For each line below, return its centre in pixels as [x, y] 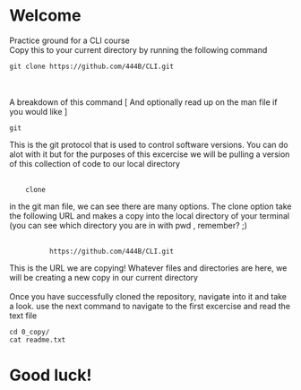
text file [23, 316]
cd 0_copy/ [30, 332]
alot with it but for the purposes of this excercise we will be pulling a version [150, 154]
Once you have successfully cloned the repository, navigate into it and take [148, 296]
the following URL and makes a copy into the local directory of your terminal [149, 215]
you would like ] [39, 111]
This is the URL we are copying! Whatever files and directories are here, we [148, 268]
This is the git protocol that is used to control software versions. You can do [149, 144]
